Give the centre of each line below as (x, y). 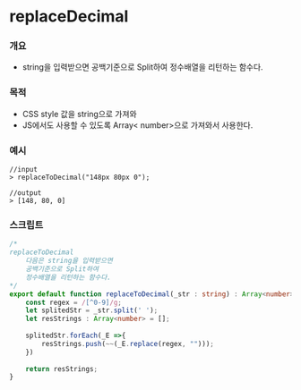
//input (24, 170)
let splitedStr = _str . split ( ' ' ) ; (92, 310)
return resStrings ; (62, 369)
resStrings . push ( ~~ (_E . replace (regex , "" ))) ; (128, 343)
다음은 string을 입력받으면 (69, 261)
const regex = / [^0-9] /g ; (74, 302)
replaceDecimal (69, 17)
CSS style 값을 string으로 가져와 (79, 114)
